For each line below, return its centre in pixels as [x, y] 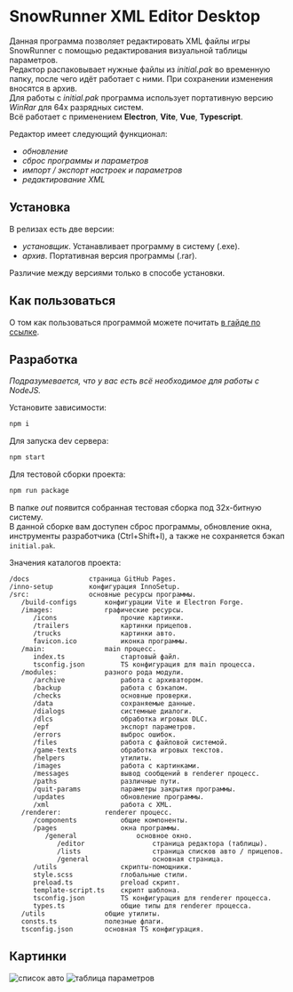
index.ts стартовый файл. [106, 657]
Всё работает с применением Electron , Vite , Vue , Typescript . [126, 117]
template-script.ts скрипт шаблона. [106, 891]
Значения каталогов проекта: [65, 563]
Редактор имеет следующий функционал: [88, 133]
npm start [28, 457]
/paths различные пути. [106, 781]
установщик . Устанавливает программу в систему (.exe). [131, 246]
